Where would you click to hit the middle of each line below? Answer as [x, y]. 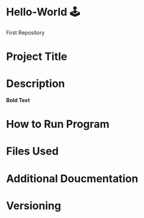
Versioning [33, 206]
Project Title [37, 57]
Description [36, 84]
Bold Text [18, 100]
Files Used [33, 151]
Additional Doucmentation [72, 178]
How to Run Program [58, 124]
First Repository [25, 32]
